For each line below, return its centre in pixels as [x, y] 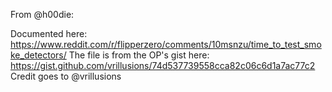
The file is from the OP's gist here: [139, 55]
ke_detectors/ [38, 55]
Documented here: [49, 33]
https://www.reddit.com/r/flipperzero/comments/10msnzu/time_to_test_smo [166, 44]
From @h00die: [42, 14]
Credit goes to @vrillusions [66, 76]
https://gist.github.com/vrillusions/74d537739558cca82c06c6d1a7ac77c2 [163, 65]
